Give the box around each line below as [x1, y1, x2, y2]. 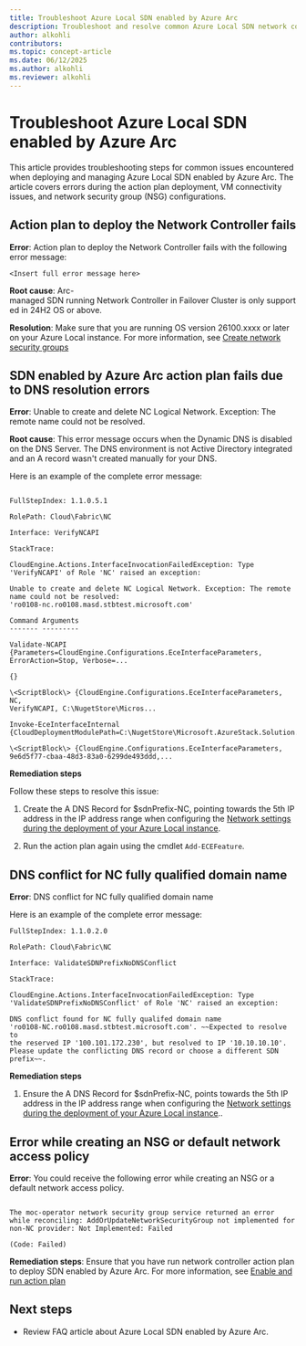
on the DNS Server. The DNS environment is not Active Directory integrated [9, 444, 293, 455]
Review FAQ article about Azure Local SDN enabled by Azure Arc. [22, 1326, 269, 1337]
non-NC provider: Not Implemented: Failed [9, 1224, 173, 1233]
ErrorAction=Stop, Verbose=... [9, 657, 128, 666]
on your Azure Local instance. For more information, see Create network [9, 331, 281, 342]
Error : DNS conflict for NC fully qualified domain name [9, 891, 214, 902]
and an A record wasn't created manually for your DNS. [9, 453, 218, 464]
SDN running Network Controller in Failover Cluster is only [46, 294, 265, 306]
